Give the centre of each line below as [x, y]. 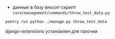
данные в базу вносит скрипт [44, 7]
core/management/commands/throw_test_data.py [61, 13]
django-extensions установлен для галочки [51, 31]
